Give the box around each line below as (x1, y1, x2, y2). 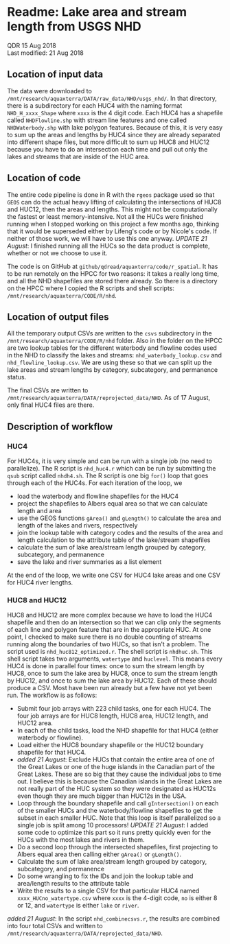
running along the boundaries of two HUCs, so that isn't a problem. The (7, 640, 209, 648)
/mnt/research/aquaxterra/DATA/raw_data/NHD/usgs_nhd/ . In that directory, (7, 94, 218, 102)
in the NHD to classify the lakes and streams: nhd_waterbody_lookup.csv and (7, 351, 222, 359)
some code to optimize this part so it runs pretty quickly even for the (16, 828, 211, 837)
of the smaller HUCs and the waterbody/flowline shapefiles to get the (16, 807, 214, 815)
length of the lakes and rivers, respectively (16, 521, 138, 530)
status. (7, 373, 27, 381)
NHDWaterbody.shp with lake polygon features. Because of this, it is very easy (7, 123, 223, 131)
